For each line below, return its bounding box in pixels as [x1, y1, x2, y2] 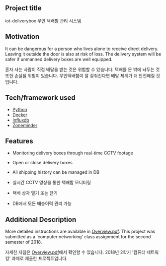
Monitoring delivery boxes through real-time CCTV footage [12, 150, 133, 156]
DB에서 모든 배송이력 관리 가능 [12, 200, 72, 206]
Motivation [5, 32, 40, 41]
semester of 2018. [5, 239, 42, 245]
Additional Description [5, 215, 77, 224]
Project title [5, 4, 42, 12]
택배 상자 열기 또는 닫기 [12, 190, 58, 196]
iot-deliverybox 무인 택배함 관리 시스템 [5, 17, 82, 24]
